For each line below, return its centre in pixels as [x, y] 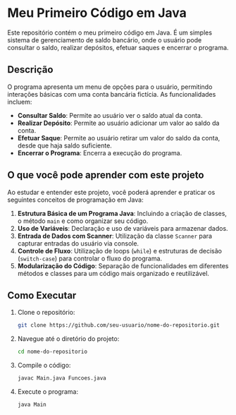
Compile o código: [44, 366]
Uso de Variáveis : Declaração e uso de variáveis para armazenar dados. [123, 228]
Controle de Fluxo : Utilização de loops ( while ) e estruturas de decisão [119, 251]
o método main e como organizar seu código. [83, 221]
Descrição [30, 70]
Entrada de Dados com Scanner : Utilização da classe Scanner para [115, 236]
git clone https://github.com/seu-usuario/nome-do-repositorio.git [118, 325]
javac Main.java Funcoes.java [62, 378]
